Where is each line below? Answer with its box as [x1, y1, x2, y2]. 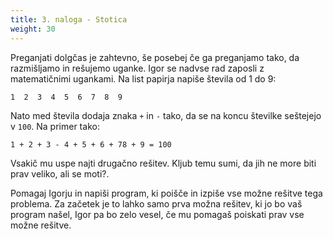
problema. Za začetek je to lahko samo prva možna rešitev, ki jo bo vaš [10, 197, 303, 210]
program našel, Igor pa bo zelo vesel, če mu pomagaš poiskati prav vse [10, 208, 305, 220]
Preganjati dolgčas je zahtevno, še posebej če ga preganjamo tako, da [10, 51, 300, 63]
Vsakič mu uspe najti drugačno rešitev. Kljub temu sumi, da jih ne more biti [10, 157, 317, 169]
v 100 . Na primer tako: [10, 120, 100, 132]
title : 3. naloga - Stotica [10, 14, 128, 25]
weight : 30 [10, 24, 56, 34]
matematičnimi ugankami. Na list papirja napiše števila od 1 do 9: [10, 72, 277, 85]
